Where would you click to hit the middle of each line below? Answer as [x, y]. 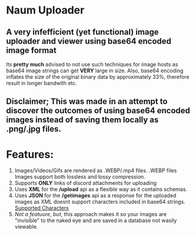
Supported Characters [41, 208]
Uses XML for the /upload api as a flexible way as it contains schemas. [101, 189]
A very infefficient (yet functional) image [82, 32]
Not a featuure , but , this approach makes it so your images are [90, 214]
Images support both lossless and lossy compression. [80, 177]
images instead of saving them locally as [82, 120]
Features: [30, 154]
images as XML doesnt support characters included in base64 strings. [100, 202]
